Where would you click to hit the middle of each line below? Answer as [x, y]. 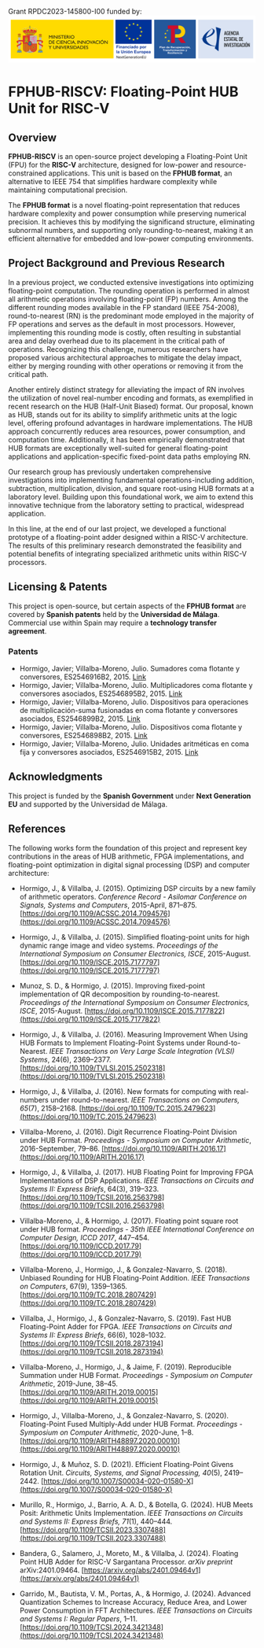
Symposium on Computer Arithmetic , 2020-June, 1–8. [106, 1432]
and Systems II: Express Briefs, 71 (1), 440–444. [96, 1521]
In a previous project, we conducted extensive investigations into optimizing [131, 282]
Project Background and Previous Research [117, 263]
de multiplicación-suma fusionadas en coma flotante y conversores [128, 710]
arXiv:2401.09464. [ [52, 1570]
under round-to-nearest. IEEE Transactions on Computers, [145, 1099]
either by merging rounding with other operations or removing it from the [126, 366]
